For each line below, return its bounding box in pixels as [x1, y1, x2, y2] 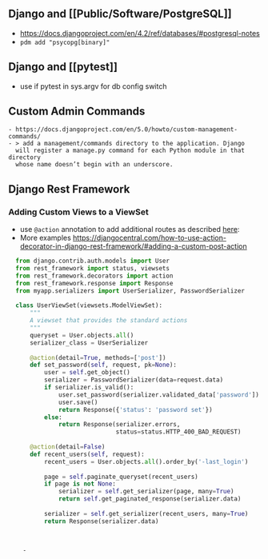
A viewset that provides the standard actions [29, 317, 188, 325]
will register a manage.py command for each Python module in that [15, 146, 246, 155]
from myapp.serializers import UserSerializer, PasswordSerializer [15, 286, 246, 295]
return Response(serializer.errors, [58, 421, 181, 429]
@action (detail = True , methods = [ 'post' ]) [29, 353, 166, 361]
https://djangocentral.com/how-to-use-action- [73, 233, 226, 243]
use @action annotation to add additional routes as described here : [19, 225, 240, 234]
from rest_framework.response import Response [15, 279, 174, 287]
